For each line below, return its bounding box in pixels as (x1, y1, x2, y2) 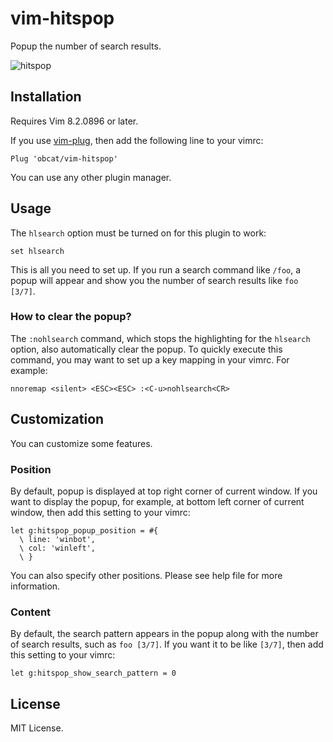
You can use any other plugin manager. (10, 171, 172, 183)
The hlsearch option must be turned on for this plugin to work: (10, 227, 267, 239)
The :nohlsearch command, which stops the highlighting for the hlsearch (10, 332, 311, 344)
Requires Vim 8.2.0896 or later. (10, 115, 139, 127)
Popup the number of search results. (10, 40, 162, 52)
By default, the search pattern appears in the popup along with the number (10, 628, 319, 640)
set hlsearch (10, 246, 65, 256)
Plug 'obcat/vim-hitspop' (10, 153, 118, 164)
